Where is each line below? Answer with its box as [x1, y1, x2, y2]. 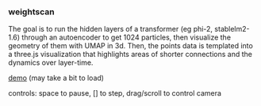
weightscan [8, 6, 55, 17]
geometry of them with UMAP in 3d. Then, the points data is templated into [8, 41, 254, 51]
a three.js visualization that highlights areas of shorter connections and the [8, 50, 252, 59]
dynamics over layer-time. [8, 58, 94, 67]
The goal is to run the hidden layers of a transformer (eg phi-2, [8, 25, 213, 34]
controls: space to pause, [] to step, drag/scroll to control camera [8, 89, 222, 98]
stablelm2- [213, 25, 250, 34]
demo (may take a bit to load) [8, 74, 105, 83]
